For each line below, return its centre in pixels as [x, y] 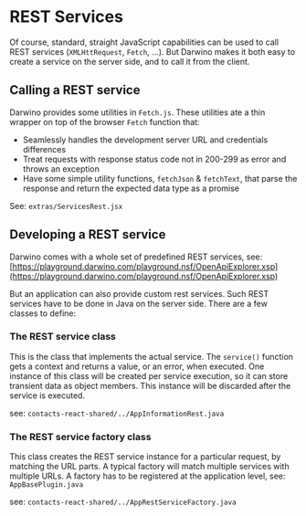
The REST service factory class [80, 437]
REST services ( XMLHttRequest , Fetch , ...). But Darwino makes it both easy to [152, 51]
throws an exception [61, 168]
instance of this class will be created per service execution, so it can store [149, 375]
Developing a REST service [88, 235]
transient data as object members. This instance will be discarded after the [150, 385]
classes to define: [43, 313]
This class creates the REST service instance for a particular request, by [145, 457]
